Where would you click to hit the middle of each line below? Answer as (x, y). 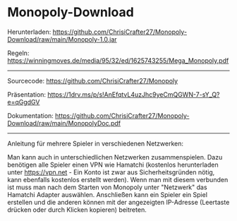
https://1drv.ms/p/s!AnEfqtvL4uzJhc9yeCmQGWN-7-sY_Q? (134, 94)
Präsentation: (27, 94)
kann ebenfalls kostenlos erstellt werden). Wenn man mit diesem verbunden (118, 179)
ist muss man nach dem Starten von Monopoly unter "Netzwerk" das (107, 187)
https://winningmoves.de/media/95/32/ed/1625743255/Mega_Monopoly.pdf (118, 60)
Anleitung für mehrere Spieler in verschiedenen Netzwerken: (96, 143)
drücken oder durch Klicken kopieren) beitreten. (77, 210)
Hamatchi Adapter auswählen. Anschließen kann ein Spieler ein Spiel (108, 194)
